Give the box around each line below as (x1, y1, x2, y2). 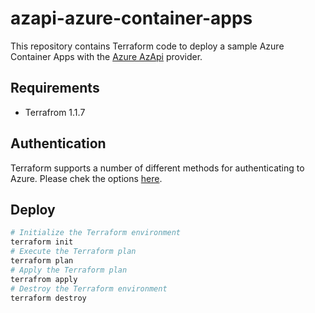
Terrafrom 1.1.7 (24, 106, 86, 118)
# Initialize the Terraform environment (10, 228, 182, 238)
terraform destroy (10, 293, 87, 303)
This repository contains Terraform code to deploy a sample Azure (10, 40, 285, 52)
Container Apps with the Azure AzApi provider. (10, 50, 203, 62)
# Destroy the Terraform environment (10, 283, 168, 294)
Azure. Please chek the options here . (10, 172, 163, 184)
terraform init (10, 237, 74, 247)
